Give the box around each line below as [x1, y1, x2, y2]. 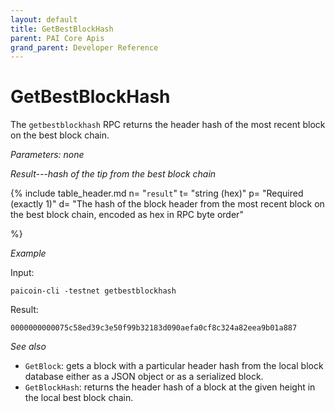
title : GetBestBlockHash [10, 24, 114, 34]
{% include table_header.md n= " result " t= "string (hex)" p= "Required [10, 187, 304, 200]
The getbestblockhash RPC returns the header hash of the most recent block [10, 119, 326, 131]
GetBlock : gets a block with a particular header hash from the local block [24, 360, 324, 372]
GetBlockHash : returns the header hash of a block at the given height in [24, 381, 316, 393]
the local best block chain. [24, 392, 134, 404]
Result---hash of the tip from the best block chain [10, 168, 217, 180]
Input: [10, 267, 35, 279]
